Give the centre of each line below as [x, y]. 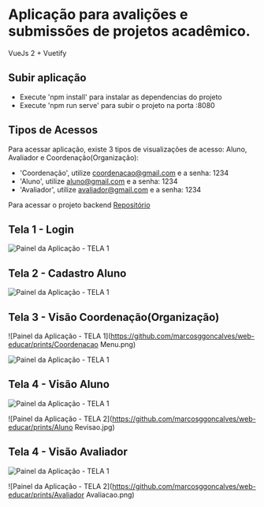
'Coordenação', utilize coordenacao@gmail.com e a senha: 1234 [124, 173]
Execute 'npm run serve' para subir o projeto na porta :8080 [117, 105]
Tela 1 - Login [41, 229]
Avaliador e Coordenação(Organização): [74, 157]
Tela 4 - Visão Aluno [59, 384]
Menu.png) [118, 344]
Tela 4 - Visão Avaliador [68, 452]
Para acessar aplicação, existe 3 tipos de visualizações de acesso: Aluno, [128, 149]
